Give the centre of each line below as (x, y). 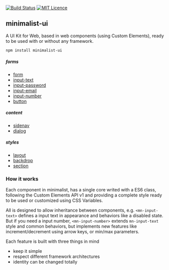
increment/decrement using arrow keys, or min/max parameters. (73, 231)
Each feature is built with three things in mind (53, 241)
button (20, 101)
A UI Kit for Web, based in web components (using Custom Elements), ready (85, 36)
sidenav (21, 125)
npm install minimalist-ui (34, 50)
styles (12, 142)
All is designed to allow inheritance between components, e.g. (70, 210)
